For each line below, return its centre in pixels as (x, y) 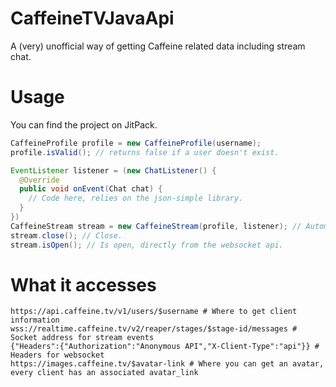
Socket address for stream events (82, 338)
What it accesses (83, 284)
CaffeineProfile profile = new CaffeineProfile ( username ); (136, 143)
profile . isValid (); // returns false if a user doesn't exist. (145, 152)
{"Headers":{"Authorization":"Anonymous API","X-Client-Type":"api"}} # (165, 347)
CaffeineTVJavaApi (92, 18)
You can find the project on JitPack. (84, 124)
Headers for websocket (57, 355)
